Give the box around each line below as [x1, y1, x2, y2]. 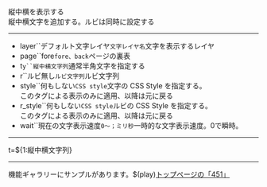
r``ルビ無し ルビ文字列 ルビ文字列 [19, 71, 120, 80]
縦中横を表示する [8, 7, 64, 16]
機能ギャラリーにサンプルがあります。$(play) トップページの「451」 [8, 169, 230, 179]
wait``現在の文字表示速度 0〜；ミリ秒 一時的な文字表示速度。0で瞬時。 [19, 121, 243, 130]
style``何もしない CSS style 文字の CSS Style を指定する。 [19, 81, 207, 90]
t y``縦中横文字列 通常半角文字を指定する [19, 61, 145, 70]
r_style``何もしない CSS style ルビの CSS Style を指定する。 [19, 101, 213, 110]
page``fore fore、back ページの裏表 [19, 51, 131, 60]
